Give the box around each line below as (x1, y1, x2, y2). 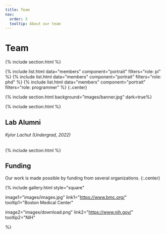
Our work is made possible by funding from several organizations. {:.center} (5, 175, 160, 181)
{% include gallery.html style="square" (5, 184, 85, 190)
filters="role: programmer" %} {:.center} (5, 84, 88, 90)
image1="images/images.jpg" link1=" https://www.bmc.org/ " (5, 194, 127, 200)
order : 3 (9, 16, 28, 21)
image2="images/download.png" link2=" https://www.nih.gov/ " (5, 209, 134, 215)
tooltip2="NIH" (5, 214, 36, 220)
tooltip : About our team (9, 21, 61, 26)
